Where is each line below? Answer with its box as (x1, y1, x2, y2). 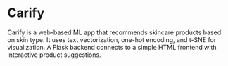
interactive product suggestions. (7, 51, 101, 59)
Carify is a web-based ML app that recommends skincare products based (7, 28, 222, 37)
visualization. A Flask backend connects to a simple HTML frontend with (7, 43, 217, 51)
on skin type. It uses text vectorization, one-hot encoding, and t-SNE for (7, 35, 217, 44)
